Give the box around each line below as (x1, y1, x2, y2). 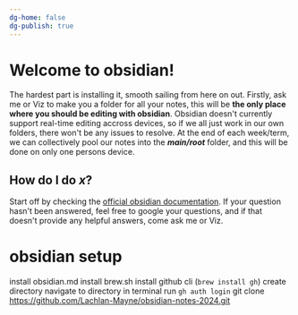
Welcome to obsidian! (9, 60, 175, 81)
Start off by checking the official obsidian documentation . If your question (9, 196, 282, 207)
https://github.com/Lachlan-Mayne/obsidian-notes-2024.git (9, 295, 231, 306)
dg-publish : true (9, 21, 74, 30)
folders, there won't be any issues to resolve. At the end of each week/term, (9, 127, 290, 139)
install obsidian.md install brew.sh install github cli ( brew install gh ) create (9, 277, 286, 287)
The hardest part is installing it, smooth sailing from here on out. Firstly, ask (9, 89, 287, 100)
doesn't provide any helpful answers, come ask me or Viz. (9, 216, 224, 226)
